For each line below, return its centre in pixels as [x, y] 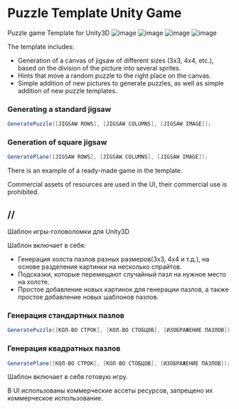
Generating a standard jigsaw [59, 109]
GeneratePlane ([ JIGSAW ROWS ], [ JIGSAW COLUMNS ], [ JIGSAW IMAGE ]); [108, 157]
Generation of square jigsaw [57, 143]
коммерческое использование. [55, 398]
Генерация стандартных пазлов [66, 316]
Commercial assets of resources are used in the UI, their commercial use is [117, 185]
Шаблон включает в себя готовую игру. [68, 377]
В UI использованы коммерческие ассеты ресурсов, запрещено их [110, 390]
